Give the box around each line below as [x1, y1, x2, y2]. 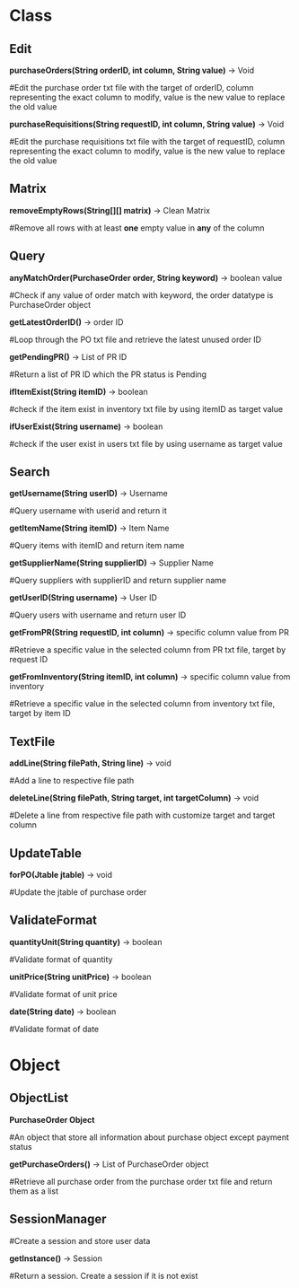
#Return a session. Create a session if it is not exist [9, 1270, 198, 1281]
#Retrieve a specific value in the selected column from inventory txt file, [9, 698, 276, 709]
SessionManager [9, 1212, 107, 1227]
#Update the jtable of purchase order [9, 887, 147, 898]
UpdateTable [9, 846, 83, 861]
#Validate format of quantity [9, 953, 113, 965]
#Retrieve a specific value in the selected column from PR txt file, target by [9, 644, 286, 655]
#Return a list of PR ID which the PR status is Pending [9, 369, 207, 380]
